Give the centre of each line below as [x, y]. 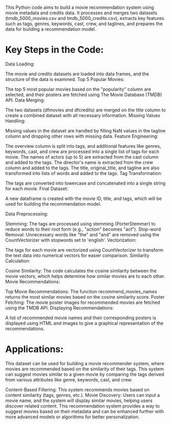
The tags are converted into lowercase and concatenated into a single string [86, 183]
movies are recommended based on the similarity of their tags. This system [85, 369]
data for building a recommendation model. [51, 29]
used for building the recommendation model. [53, 204]
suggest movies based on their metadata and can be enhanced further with [85, 411]
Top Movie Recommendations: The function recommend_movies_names [81, 292]
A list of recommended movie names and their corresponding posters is [81, 318]
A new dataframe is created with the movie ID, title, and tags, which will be [84, 198]
